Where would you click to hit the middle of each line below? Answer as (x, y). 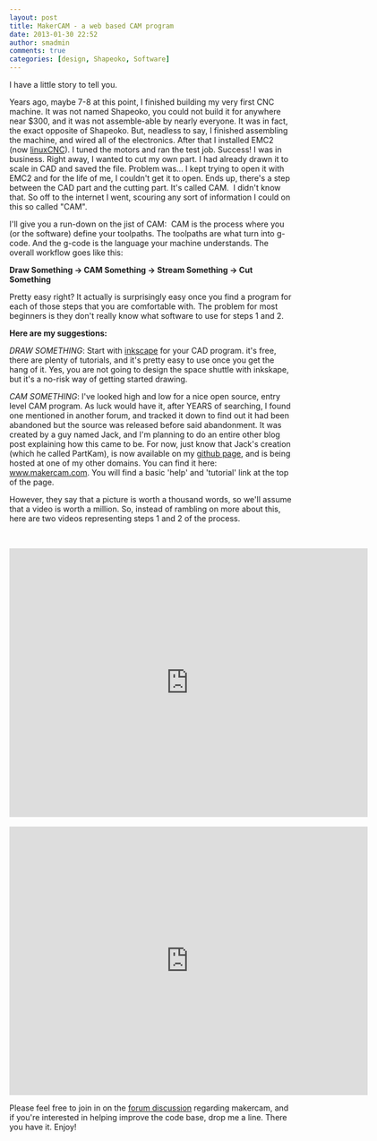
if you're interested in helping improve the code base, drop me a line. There (149, 1117)
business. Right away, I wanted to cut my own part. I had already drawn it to (149, 159)
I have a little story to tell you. (64, 85)
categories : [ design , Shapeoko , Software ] (90, 59)
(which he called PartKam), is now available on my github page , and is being (150, 454)
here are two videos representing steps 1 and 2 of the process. (125, 519)
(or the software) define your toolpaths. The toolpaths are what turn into (142, 233)
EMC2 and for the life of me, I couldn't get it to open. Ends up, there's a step (150, 178)
